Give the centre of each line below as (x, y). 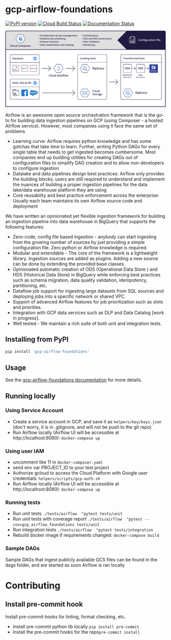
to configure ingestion (36, 168)
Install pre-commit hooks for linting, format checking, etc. (66, 617)
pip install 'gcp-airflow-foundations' (48, 352)
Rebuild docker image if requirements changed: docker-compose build (86, 535)
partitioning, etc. (30, 285)
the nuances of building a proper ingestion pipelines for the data (80, 184)
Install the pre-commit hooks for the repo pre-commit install (76, 632)
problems (15, 131)
